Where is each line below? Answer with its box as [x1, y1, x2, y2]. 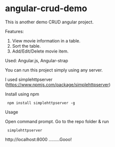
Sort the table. [12, 43, 41, 49]
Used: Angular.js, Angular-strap [5, 57, 68, 63]
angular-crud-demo [5, 3, 88, 14]
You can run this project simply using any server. [5, 67, 103, 73]
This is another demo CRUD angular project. [5, 19, 94, 25]
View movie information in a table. [12, 37, 80, 44]
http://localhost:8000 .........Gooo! [5, 136, 72, 142]
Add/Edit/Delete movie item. [12, 48, 69, 54]
